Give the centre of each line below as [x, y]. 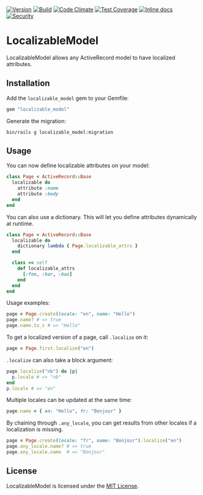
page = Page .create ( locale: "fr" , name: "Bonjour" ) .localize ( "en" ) [94, 441]
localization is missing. [35, 430]
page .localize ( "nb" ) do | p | [42, 371]
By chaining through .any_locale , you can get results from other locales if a [102, 423]
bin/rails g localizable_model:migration [60, 132]
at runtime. [20, 223]
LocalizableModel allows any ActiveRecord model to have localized [91, 58]
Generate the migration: [36, 121]
